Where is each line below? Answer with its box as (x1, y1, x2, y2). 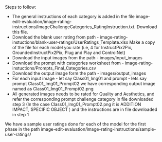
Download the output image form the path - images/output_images (12, 71, 146, 76)
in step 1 (12, 112, 29, 117)
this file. (12, 29, 28, 35)
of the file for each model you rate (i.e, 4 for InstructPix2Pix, (12, 45, 133, 50)
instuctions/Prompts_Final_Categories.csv (12, 65, 96, 71)
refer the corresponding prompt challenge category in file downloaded (12, 96, 154, 102)
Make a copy (129, 39, 155, 45)
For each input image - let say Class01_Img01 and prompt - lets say (12, 75, 147, 81)
